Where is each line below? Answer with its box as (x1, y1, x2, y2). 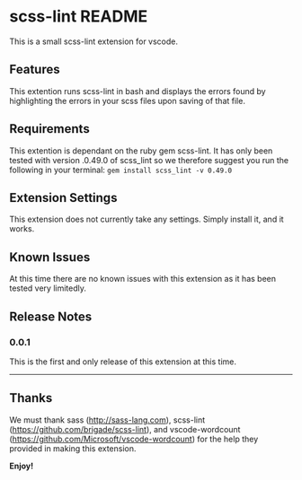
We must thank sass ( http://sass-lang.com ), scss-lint (9, 415, 206, 425)
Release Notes (9, 309, 93, 324)
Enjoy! (9, 460, 34, 471)
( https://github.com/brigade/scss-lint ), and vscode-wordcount (9, 423, 241, 434)
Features (9, 62, 60, 77)
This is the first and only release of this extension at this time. (9, 356, 236, 367)
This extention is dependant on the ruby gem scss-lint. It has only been (9, 145, 273, 156)
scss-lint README (9, 6, 148, 27)
